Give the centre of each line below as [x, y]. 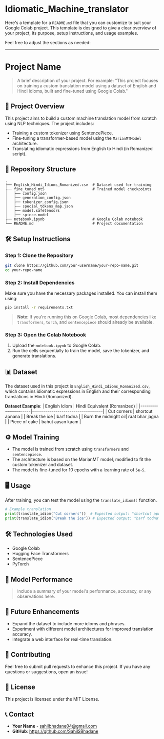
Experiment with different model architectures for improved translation [83, 629]
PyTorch [20, 564]
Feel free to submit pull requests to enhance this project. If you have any [78, 666]
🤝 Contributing [28, 655]
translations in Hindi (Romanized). [39, 397]
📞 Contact [20, 714]
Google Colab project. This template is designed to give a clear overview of [81, 27]
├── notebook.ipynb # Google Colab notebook [74, 219]
